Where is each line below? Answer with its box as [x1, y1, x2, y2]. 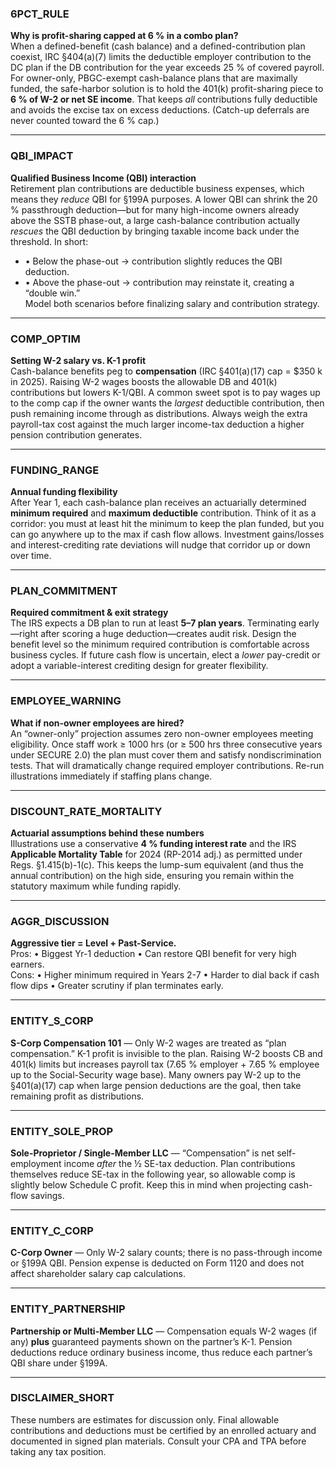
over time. [10, 550, 52, 562]
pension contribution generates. [10, 428, 143, 441]
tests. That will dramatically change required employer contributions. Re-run [10, 759, 325, 771]
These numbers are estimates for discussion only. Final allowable [10, 1413, 280, 1426]
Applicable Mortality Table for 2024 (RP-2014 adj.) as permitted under [10, 848, 303, 861]
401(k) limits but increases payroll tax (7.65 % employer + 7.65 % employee [10, 1058, 320, 1070]
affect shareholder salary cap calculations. [10, 1268, 186, 1280]
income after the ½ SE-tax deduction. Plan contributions [63, 1157, 296, 1169]
